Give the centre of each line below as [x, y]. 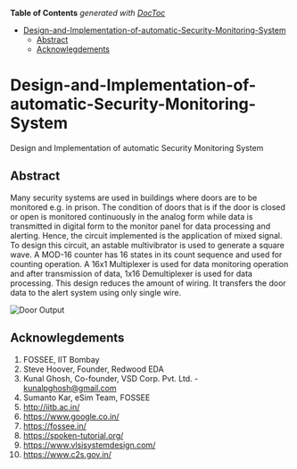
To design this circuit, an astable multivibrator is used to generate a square [147, 245]
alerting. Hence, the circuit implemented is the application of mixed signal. [146, 235]
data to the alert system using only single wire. [96, 292]
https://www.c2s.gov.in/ [67, 454]
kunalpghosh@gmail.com [70, 388]
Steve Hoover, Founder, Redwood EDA [93, 369]
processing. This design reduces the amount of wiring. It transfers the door [148, 283]
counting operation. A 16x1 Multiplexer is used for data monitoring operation [149, 264]
